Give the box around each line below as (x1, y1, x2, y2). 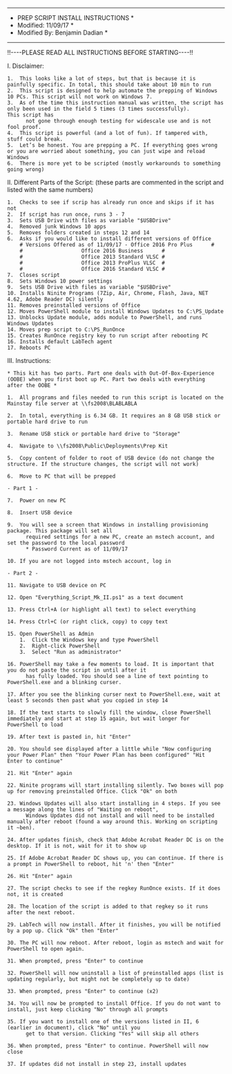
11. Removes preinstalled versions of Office (7, 302, 140, 309)
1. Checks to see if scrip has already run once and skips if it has (7, 199, 215, 206)
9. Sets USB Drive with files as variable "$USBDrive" (7, 284, 171, 291)
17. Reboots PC (7, 344, 51, 351)
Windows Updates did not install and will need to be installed (25, 812, 215, 819)
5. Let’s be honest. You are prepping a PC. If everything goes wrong (7, 142, 217, 149)
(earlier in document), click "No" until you (7, 1024, 140, 1031)
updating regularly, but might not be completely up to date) (7, 976, 190, 983)
